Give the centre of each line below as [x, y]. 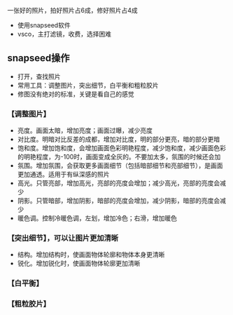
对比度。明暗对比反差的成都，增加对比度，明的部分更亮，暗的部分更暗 [119, 140]
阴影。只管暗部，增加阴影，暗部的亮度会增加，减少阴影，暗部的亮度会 [119, 201]
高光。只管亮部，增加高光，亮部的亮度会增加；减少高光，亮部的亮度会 [119, 183]
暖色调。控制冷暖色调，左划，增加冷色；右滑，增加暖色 [97, 218]
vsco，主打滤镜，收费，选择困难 [64, 34]
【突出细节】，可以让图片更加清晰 [63, 239]
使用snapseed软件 [44, 25]
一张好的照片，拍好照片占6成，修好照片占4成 [72, 10]
